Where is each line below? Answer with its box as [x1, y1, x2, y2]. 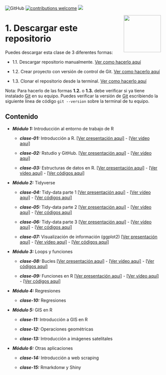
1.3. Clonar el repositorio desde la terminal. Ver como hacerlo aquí [12, 78, 147, 84]
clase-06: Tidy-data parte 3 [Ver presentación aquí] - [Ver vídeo [19, 219, 152, 225]
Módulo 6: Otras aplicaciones [12, 345, 73, 351]
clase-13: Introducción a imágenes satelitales [19, 335, 113, 341]
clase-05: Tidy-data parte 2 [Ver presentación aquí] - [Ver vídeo [19, 204, 152, 210]
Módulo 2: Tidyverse [12, 179, 55, 185]
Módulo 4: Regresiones [12, 288, 61, 293]
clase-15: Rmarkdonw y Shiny [19, 364, 82, 370]
